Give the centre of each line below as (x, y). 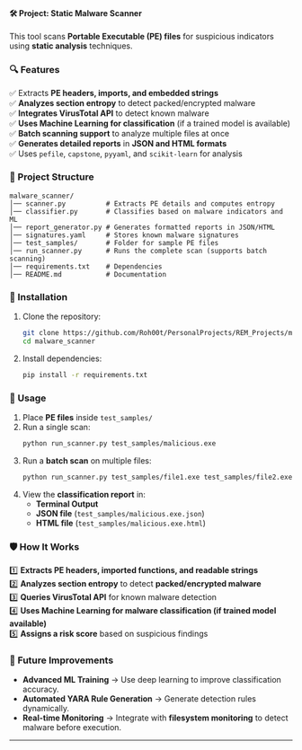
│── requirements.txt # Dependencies (86, 266)
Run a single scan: (56, 428)
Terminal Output (67, 504)
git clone (41, 333)
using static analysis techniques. (71, 46)
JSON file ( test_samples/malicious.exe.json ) (120, 513)
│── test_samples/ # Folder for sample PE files (114, 243)
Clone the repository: (62, 317)
